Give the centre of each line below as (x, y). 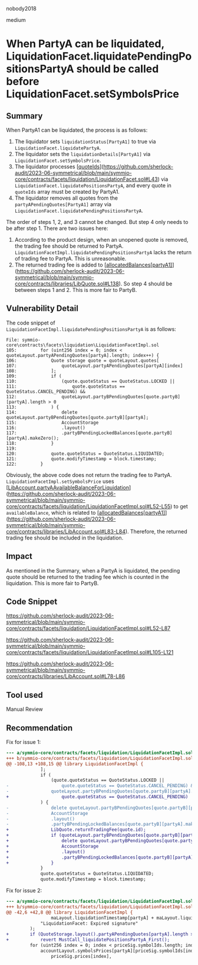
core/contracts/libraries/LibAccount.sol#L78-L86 (66, 677)
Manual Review (24, 709)
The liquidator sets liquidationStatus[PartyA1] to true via (85, 142)
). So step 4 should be (146, 284)
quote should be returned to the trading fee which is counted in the (88, 577)
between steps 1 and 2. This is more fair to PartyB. (76, 290)
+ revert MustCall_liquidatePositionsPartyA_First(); (88, 940)
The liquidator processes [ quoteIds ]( (59, 167)
